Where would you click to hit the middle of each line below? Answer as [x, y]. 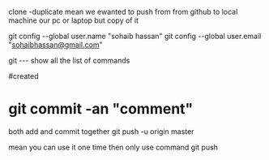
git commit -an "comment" [101, 109]
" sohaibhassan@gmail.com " [56, 45]
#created [23, 76]
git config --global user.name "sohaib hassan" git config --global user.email [135, 36]
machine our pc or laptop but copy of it [74, 20]
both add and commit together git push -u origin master [101, 131]
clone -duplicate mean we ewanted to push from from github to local [123, 12]
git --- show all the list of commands [69, 61]
